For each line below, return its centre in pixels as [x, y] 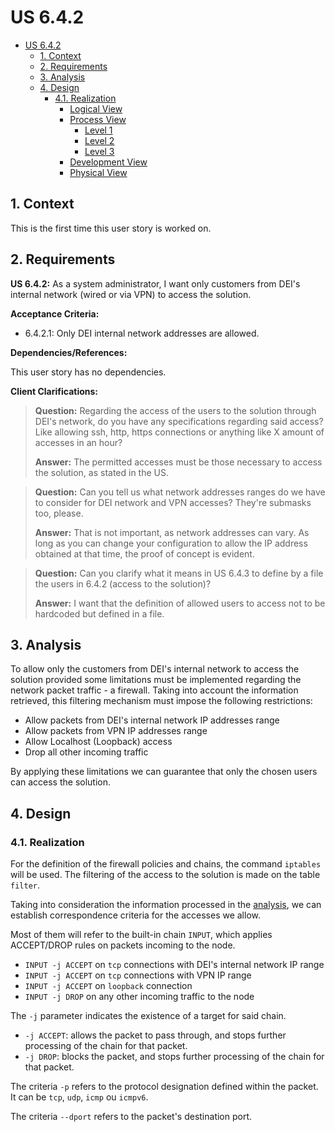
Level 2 [99, 140]
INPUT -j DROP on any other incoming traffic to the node [139, 997]
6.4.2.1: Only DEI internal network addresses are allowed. [142, 333]
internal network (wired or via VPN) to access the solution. [131, 294]
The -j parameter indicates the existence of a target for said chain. [148, 1016]
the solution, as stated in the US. [102, 472]
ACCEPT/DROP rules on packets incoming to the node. [123, 945]
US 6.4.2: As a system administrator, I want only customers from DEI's [155, 283]
